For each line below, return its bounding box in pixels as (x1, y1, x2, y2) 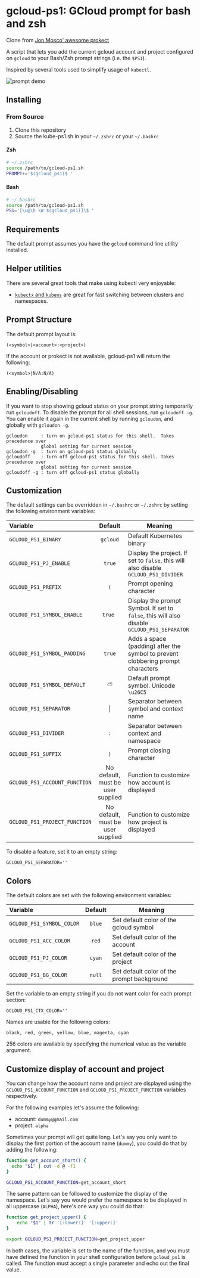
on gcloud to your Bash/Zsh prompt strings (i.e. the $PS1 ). (6, 54, 146, 61)
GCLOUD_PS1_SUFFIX (9, 751, 61, 758)
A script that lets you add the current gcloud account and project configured (6, 48, 193, 55)
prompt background (112, 975, 168, 983)
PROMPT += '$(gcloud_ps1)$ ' (6, 170, 73, 176)
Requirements (6, 224, 60, 234)
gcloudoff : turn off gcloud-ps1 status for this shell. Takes (6, 454, 174, 460)
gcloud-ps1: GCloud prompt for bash (6, 4, 191, 18)
